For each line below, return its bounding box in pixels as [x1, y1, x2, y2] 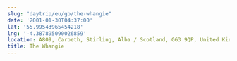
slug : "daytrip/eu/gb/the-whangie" [7, 10, 112, 18]
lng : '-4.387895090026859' [7, 29, 87, 37]
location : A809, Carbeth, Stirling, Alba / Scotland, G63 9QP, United [7, 36, 219, 43]
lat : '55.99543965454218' [7, 23, 83, 30]
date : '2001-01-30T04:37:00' [7, 17, 93, 24]
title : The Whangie [7, 43, 65, 50]
